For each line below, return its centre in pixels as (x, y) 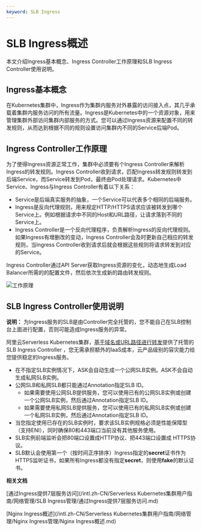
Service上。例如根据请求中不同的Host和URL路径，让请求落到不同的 (98, 215)
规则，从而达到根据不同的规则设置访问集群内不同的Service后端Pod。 (96, 128)
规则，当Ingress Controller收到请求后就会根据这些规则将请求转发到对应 (103, 245)
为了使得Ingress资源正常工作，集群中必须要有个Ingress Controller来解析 (96, 164)
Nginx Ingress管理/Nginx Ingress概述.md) (65, 521)
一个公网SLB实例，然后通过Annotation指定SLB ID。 (87, 400)
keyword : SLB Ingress (33, 12)
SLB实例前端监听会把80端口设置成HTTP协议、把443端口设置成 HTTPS (103, 438)
